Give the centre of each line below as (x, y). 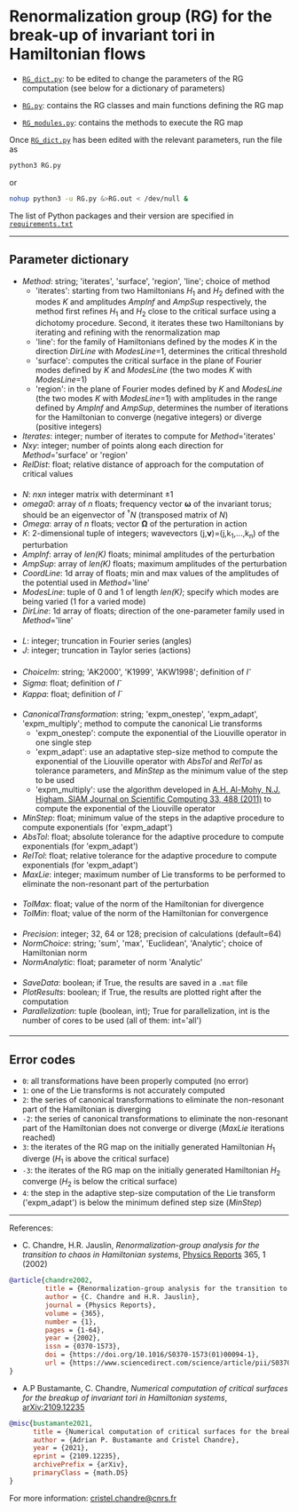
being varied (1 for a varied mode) (84, 602)
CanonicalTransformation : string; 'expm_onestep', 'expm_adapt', (140, 714)
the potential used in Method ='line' (86, 582)
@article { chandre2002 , (51, 1280)
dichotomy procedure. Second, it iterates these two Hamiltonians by (159, 323)
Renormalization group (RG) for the (141, 16)
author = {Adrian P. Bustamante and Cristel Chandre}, (136, 1440)
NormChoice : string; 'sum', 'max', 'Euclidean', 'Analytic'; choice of (142, 944)
